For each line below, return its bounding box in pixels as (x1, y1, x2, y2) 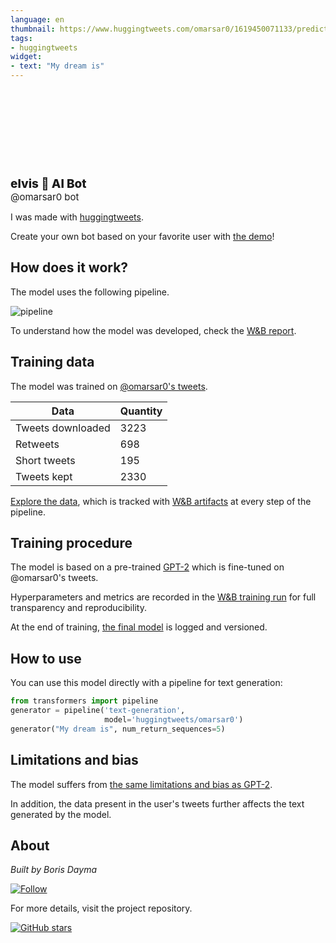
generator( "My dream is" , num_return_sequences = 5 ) (10, 724, 226, 734)
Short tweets (15, 453, 76, 467)
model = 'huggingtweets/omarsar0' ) (104, 715, 244, 725)
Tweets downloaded (15, 421, 111, 435)
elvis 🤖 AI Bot (10, 176, 87, 191)
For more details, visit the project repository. (10, 902, 193, 915)
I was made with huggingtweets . (10, 211, 144, 223)
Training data (10, 354, 95, 371)
